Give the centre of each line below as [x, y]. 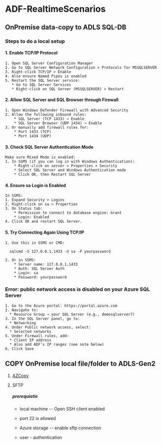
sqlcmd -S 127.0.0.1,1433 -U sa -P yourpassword [60, 251]
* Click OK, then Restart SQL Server [53, 175]
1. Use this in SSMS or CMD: [35, 243]
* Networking [23, 323]
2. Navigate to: [22, 310]
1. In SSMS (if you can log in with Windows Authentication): [70, 162]
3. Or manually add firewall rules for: [47, 127]
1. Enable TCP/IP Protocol [31, 53]
